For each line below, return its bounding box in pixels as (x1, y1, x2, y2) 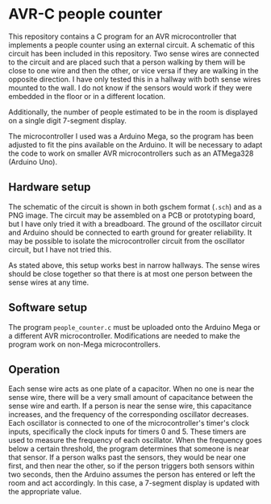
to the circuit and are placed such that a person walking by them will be (8, 57, 246, 67)
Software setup (8, 301, 88, 314)
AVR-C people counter (8, 5, 163, 23)
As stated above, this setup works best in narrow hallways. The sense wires (8, 260, 261, 270)
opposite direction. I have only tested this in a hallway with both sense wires (8, 74, 261, 84)
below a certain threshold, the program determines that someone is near (8, 444, 250, 454)
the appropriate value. (8, 487, 82, 497)
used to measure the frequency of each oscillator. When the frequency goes (8, 435, 262, 445)
